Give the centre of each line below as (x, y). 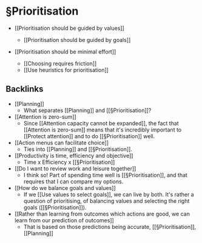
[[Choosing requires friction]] (60, 63)
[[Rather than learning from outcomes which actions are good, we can (102, 214)
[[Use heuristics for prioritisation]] (66, 70)
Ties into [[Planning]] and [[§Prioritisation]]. (78, 149)
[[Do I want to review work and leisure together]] (75, 168)
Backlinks (25, 89)
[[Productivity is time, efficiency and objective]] (74, 155)
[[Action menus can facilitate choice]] (62, 143)
